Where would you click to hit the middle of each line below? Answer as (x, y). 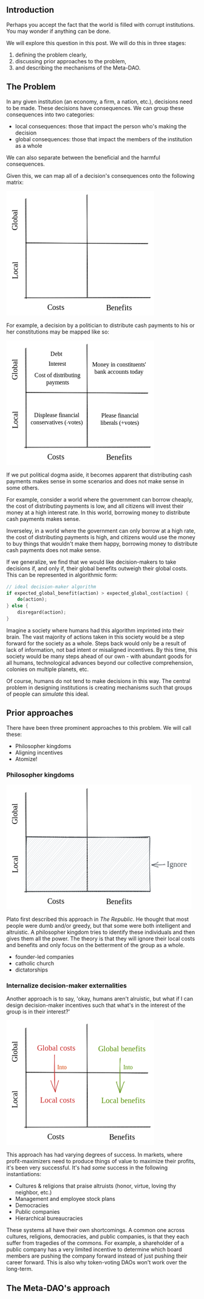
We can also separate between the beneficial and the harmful (83, 157)
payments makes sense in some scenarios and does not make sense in (95, 481)
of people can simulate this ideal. (48, 694)
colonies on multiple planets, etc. (48, 669)
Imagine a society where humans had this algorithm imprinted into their (95, 630)
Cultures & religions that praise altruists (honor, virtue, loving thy (95, 1186)
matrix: (15, 182)
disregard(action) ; (42, 612)
